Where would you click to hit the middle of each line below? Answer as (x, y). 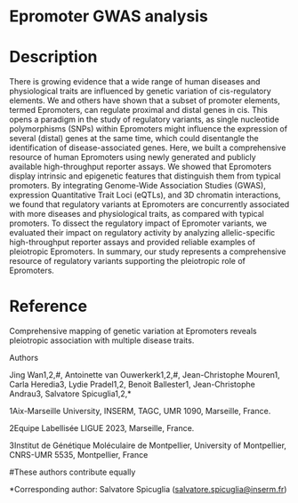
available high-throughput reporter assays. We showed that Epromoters (141, 167)
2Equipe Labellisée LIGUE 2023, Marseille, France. (102, 428)
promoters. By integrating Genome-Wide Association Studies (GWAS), (138, 186)
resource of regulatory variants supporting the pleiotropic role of (128, 261)
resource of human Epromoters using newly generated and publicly (133, 157)
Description (53, 57)
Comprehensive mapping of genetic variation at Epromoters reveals (133, 331)
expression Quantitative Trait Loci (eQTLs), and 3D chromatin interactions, (145, 195)
